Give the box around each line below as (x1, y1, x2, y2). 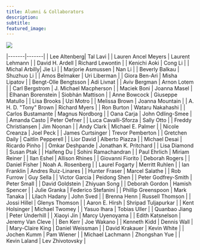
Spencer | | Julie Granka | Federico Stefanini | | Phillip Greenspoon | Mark (6, 187, 187, 194)
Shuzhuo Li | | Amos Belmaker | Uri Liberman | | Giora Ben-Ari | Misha (6, 72, 178, 80)
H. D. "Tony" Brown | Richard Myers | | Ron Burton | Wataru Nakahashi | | (6, 104, 186, 111)
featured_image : (6, 25, 47, 32)
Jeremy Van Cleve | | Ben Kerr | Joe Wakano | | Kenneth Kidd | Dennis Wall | (6, 218, 193, 225)
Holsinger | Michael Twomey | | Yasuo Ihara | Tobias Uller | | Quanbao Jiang (6, 206, 192, 213)
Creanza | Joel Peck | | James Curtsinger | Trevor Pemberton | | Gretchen (6, 129, 187, 136)
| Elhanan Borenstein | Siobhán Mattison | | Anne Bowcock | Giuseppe (6, 91, 178, 99)
